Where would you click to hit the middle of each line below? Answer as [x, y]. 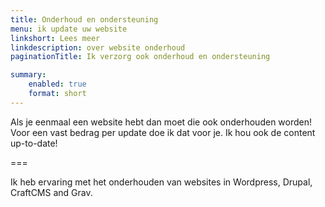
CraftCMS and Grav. [51, 192]
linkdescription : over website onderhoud [98, 47]
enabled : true [57, 84]
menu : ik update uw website [69, 29]
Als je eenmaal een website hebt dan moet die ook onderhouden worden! [161, 122]
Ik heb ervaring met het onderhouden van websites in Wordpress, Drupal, [161, 182]
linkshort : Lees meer [55, 38]
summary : [28, 75]
